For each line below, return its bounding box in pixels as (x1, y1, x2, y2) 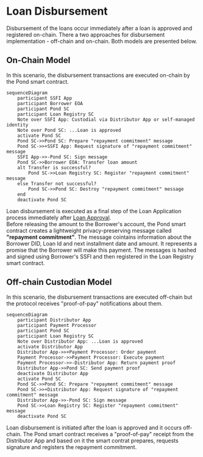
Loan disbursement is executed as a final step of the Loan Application (6, 207, 182, 214)
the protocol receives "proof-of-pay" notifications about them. (6, 299, 163, 307)
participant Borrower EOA (17, 100, 84, 106)
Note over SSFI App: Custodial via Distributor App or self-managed (17, 116, 195, 123)
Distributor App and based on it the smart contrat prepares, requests (6, 437, 179, 444)
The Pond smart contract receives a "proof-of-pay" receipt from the (23, 430, 194, 437)
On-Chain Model (6, 55, 71, 65)
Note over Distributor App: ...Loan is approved (17, 338, 143, 345)
